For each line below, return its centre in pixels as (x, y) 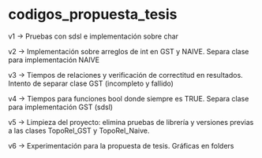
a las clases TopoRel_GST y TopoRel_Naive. (79, 130)
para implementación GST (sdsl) (60, 107)
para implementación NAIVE (54, 60)
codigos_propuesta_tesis (93, 15)
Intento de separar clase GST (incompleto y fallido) (91, 83)
